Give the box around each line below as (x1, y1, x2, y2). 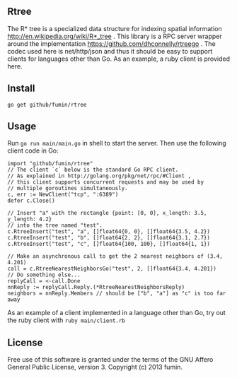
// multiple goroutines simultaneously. (7, 185, 129, 192)
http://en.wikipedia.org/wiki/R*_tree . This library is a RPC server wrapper (7, 32, 223, 40)
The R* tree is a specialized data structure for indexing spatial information (7, 24, 223, 33)
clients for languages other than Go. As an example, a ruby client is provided (7, 54, 231, 63)
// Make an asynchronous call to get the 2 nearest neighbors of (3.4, (7, 253, 223, 260)
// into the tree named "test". (7, 222, 103, 229)
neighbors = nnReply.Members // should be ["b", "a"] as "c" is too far (7, 290, 226, 297)
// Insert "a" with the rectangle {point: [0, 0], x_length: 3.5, (7, 210, 207, 217)
